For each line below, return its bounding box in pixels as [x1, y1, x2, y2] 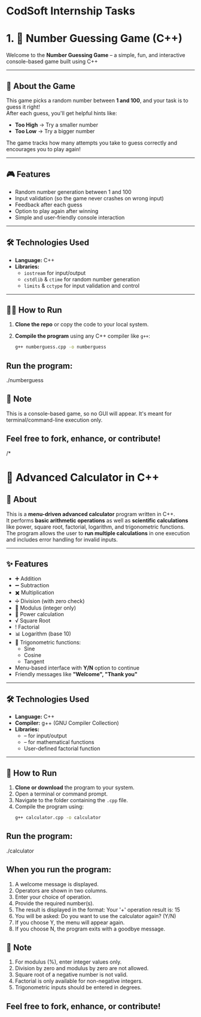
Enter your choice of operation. [14, 893, 92, 901]
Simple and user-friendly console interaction [14, 214, 125, 221]
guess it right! [6, 103, 40, 110]
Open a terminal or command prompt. [14, 790, 108, 797]
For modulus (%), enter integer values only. [14, 958, 122, 965]
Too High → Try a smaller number [14, 121, 99, 128]
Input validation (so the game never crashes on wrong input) [14, 194, 165, 202]
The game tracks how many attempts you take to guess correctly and [6, 139, 178, 146]
